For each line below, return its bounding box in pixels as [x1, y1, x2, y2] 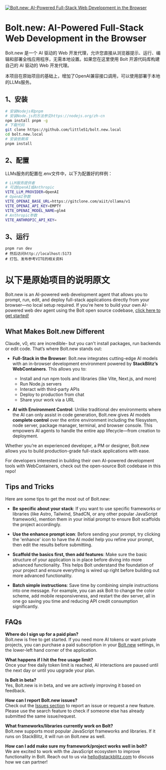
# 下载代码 [5, 123, 25, 128]
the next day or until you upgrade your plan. [5, 667, 96, 673]
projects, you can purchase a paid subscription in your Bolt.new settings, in [5, 641, 160, 648]
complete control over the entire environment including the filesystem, [12, 417, 159, 423]
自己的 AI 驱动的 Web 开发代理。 [5, 62, 72, 68]
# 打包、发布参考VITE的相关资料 [5, 257, 63, 262]
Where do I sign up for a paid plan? [5, 631, 79, 637]
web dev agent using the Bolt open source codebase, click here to [24, 307, 161, 314]
